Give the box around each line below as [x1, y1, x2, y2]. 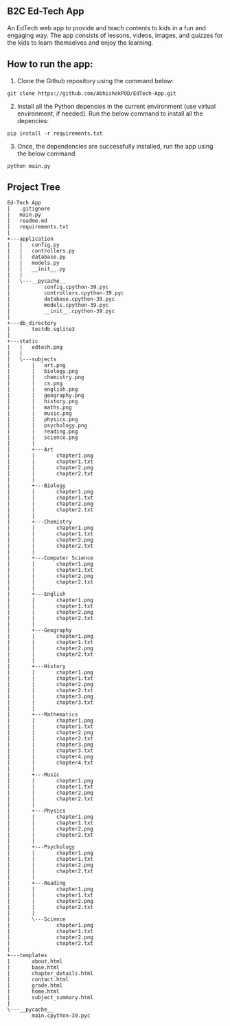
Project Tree [7, 182, 60, 193]
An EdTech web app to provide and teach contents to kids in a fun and [7, 23, 206, 32]
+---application [7, 235, 54, 243]
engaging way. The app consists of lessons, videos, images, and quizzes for [7, 31, 223, 39]
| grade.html [7, 982, 63, 990]
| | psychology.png [7, 423, 88, 429]
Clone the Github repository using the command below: [16, 76, 174, 85]
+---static [7, 338, 38, 345]
